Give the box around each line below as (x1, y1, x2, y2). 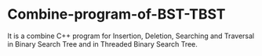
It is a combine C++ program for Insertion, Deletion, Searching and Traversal (7, 31, 255, 40)
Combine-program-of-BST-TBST (7, 5, 226, 23)
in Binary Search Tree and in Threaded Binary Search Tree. (7, 39, 198, 48)
